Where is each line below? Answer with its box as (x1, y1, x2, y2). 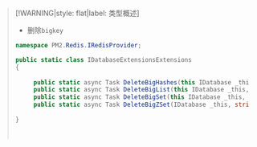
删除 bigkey (27, 26, 63, 35)
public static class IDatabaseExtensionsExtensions (14, 55, 192, 63)
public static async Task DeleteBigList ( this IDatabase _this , (33, 86, 250, 94)
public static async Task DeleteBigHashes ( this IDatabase (33, 78, 232, 87)
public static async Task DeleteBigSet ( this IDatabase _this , (33, 93, 247, 101)
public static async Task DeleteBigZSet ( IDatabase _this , (33, 100, 232, 109)
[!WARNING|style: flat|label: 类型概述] (14, 8, 140, 18)
